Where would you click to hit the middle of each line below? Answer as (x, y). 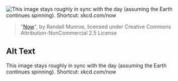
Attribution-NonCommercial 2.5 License (69, 33)
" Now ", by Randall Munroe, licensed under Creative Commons (96, 27)
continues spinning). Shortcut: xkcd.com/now (61, 72)
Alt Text (21, 51)
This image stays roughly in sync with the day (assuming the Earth (86, 65)
